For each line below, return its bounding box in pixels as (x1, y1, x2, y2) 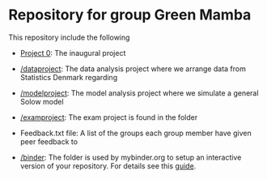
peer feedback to (19, 136, 78, 147)
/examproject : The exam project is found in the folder (19, 112, 198, 122)
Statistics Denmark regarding (19, 72, 118, 82)
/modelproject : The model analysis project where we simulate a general (19, 87, 259, 98)
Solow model (19, 96, 64, 106)
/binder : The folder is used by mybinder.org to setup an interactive (19, 152, 242, 162)
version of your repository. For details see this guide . (19, 160, 197, 171)
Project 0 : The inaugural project (19, 48, 126, 58)
